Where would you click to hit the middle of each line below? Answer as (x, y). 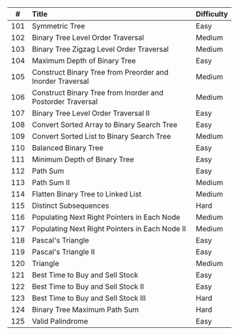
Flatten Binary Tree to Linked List (87, 194)
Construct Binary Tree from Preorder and (100, 72)
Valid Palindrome (60, 321)
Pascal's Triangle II (63, 252)
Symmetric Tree (58, 26)
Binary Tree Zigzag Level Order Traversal (100, 49)
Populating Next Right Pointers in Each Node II (109, 229)
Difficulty (212, 14)
